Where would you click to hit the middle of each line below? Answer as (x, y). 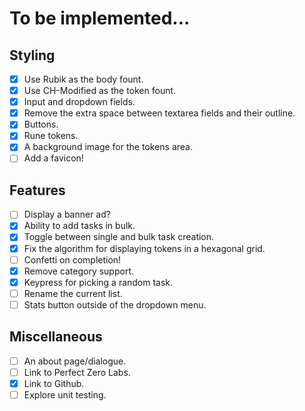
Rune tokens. (51, 136)
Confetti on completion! (72, 259)
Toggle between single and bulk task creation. (119, 237)
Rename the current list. (73, 293)
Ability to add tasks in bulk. (79, 226)
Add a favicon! (53, 158)
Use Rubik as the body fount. (83, 79)
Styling (32, 55)
